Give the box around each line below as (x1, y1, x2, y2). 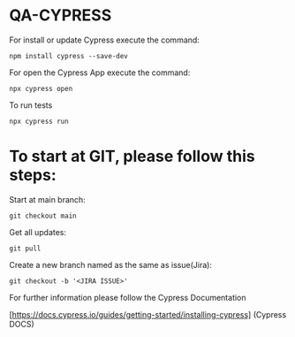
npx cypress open (9, 84, 73, 93)
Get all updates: (9, 226, 67, 237)
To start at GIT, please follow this (9, 147, 255, 166)
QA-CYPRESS (9, 5, 112, 26)
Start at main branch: (9, 194, 86, 204)
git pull (9, 244, 42, 253)
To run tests (9, 99, 53, 111)
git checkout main (9, 211, 77, 220)
